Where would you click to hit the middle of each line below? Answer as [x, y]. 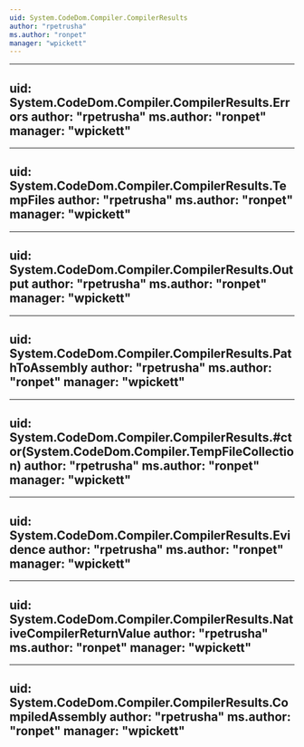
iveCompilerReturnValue [80, 633]
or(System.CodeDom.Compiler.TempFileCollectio [152, 451]
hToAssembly [49, 368]
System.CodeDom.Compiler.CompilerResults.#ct [151, 437]
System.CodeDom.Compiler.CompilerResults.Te [148, 186]
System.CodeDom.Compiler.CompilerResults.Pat [151, 354]
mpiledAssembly [58, 717]
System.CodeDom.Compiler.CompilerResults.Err [150, 102]
